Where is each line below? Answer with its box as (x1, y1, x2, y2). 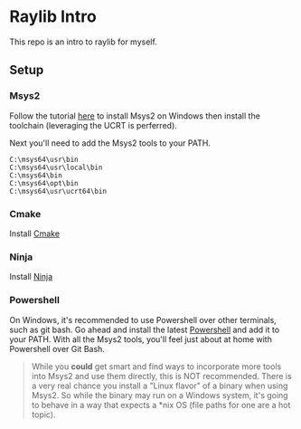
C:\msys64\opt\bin (9, 178, 79, 187)
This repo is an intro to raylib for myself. (9, 36, 158, 47)
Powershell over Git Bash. (9, 343, 106, 354)
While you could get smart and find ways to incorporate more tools (31, 360, 282, 372)
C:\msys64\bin (9, 170, 63, 180)
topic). (31, 409, 56, 420)
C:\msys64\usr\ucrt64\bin (9, 186, 107, 195)
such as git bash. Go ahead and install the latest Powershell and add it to (9, 324, 280, 335)
